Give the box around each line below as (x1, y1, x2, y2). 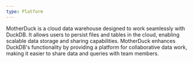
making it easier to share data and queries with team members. (6, 49, 159, 57)
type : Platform (6, 8, 44, 15)
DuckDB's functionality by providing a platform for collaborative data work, (6, 44, 187, 51)
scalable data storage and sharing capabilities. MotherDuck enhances (6, 37, 176, 44)
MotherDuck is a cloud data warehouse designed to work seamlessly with (6, 25, 185, 32)
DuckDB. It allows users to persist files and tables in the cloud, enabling (6, 31, 179, 38)
